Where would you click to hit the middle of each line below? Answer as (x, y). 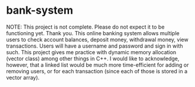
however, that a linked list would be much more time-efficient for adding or (97, 65)
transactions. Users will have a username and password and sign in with (95, 46)
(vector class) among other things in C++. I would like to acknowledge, (93, 58)
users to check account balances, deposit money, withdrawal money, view (97, 39)
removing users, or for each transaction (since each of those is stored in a (97, 71)
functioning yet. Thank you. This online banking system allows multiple (93, 33)
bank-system (40, 10)
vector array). (23, 77)
